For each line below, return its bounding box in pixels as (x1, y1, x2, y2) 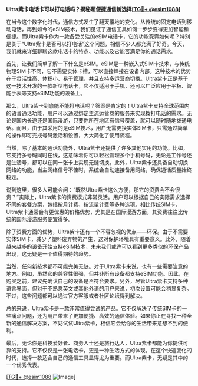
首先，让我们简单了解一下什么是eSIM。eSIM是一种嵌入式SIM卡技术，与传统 (6, 60, 190, 67)
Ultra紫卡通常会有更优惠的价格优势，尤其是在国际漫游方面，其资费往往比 (6, 209, 183, 215)
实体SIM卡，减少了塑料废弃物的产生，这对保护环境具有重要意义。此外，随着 (6, 236, 192, 242)
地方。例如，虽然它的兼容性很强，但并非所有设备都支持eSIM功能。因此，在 (6, 270, 189, 277)
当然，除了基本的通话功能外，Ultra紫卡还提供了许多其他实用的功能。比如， (6, 144, 189, 151)
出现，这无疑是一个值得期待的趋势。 (6, 250, 94, 257)
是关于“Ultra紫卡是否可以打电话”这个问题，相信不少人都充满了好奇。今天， (6, 41, 188, 47)
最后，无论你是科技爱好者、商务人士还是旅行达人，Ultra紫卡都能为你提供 (6, 339, 183, 347)
